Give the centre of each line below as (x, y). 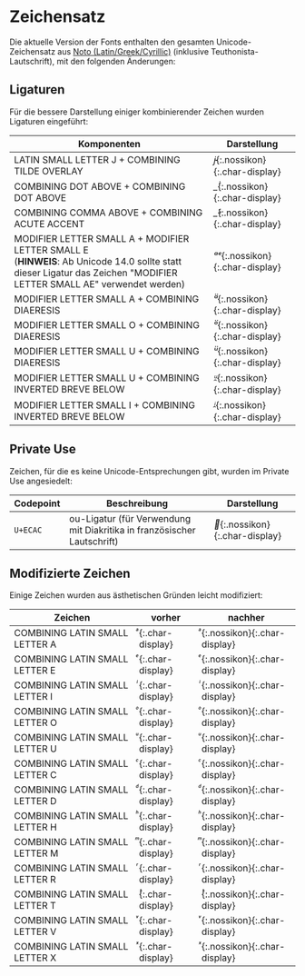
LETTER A (35, 644)
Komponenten (109, 144)
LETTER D (35, 802)
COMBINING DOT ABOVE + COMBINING (100, 186)
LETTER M (36, 853)
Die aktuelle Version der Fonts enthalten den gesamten (112, 42)
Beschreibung (137, 503)
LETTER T (35, 906)
